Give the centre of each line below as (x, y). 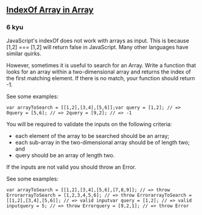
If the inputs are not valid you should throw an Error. (71, 167)
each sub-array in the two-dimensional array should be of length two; (102, 142)
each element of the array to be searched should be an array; (92, 135)
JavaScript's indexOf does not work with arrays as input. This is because (98, 40)
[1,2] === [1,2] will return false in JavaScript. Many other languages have (97, 47)
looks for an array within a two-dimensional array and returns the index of (99, 72)
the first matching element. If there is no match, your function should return (101, 78)
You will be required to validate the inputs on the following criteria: (89, 124)
